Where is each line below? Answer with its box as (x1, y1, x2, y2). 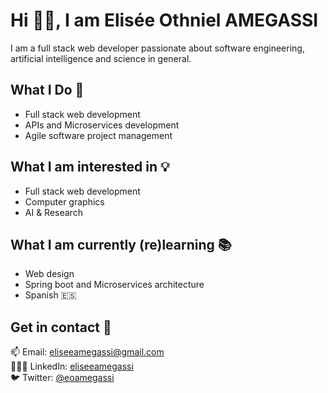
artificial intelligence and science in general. (10, 52, 192, 64)
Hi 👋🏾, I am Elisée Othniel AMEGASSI (10, 9, 319, 32)
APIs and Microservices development (24, 119, 180, 131)
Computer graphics (24, 195, 105, 208)
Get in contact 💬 (10, 319, 112, 336)
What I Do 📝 (10, 82, 85, 99)
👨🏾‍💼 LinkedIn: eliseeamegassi (10, 360, 134, 373)
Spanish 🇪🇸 (24, 289, 77, 301)
